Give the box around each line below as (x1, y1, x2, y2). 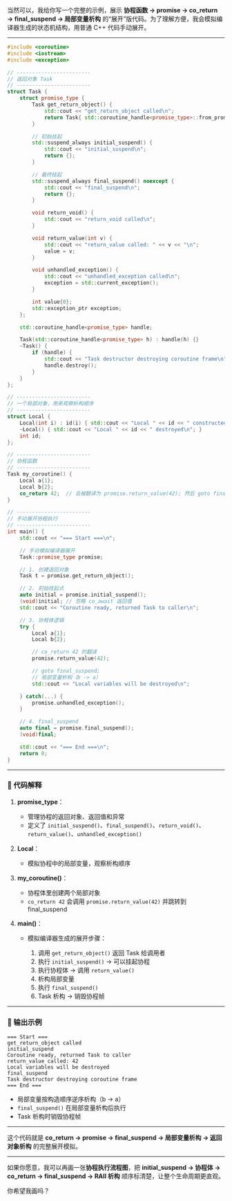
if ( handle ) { (32, 349, 72, 356)
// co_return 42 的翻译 (32, 649, 97, 656)
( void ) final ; (19, 731, 57, 738)
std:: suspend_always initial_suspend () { (32, 139, 153, 147)
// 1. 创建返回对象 (19, 566, 69, 573)
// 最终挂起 (32, 171, 62, 178)
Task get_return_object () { (32, 101, 113, 108)
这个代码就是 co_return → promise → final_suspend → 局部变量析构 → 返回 (7, 1134, 222, 1142)
